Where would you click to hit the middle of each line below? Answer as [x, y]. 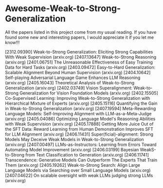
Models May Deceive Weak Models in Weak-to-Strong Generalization [75, 139]
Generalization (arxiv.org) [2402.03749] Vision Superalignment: [69, 88]
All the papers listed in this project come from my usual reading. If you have [81, 32]
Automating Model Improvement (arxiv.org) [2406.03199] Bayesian [72, 149]
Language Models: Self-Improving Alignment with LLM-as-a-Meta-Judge [78, 113]
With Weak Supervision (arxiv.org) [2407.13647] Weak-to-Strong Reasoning [81, 57]
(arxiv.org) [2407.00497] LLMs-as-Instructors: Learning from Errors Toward [81, 144]
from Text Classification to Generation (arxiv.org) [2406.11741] [87, 155]
